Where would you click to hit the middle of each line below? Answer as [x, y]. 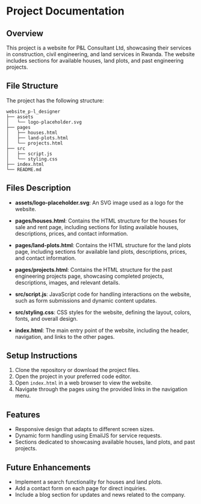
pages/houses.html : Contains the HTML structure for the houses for [100, 221]
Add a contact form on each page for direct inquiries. [81, 488]
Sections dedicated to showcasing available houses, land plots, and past [105, 442]
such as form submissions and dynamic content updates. [86, 300]
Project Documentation [65, 11]
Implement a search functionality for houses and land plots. [88, 482]
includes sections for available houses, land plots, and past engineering [95, 61]
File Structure [32, 86]
